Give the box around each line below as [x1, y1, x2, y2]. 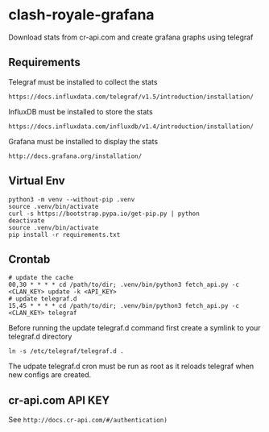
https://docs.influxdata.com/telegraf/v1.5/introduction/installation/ [8, 93, 254, 101]
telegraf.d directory [8, 332, 72, 342]
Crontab [8, 252, 51, 266]
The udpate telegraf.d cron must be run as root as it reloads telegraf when [8, 361, 255, 372]
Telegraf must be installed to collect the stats [8, 77, 158, 86]
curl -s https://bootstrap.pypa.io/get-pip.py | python [8, 210, 200, 218]
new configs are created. [8, 370, 92, 380]
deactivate [8, 216, 45, 225]
